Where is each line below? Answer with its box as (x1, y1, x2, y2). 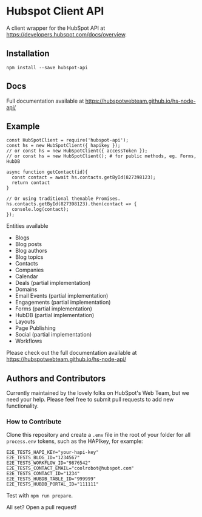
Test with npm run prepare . (6, 492, 73, 499)
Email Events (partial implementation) (15, 292, 109, 300)
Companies (15, 266, 44, 274)
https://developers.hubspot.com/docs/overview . (6, 30, 127, 38)
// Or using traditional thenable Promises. (6, 196, 121, 202)
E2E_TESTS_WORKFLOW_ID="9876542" (6, 460, 91, 466)
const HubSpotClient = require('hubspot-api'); (6, 137, 129, 143)
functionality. (6, 402, 39, 409)
